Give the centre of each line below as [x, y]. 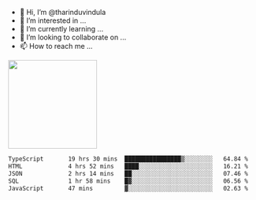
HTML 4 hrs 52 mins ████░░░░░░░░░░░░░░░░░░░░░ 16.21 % [128, 166]
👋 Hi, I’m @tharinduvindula [63, 12]
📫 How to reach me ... [56, 46]
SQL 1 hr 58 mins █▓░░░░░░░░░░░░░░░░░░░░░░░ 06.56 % [128, 181]
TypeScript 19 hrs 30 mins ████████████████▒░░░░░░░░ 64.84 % [128, 159]
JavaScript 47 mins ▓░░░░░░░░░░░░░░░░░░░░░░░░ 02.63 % [128, 188]
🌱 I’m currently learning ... [61, 29]
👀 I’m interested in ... [53, 20]
